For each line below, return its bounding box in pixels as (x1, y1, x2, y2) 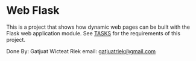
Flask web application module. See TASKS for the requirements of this (6, 29, 181, 36)
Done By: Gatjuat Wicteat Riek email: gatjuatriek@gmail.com (6, 47, 156, 54)
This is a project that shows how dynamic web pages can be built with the (6, 23, 190, 30)
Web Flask (6, 4, 60, 17)
